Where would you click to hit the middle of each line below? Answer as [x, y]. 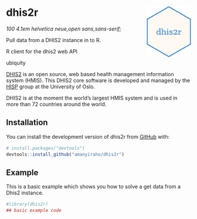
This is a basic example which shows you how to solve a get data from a [93, 187]
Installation [27, 123]
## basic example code [34, 211]
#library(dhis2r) [27, 204]
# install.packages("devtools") [45, 148]
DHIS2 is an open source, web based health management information [90, 74]
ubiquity [16, 63]
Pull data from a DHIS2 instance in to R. [54, 40]
